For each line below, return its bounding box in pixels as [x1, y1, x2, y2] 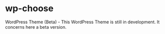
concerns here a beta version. [5, 24, 67, 30]
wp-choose [5, 3, 54, 14]
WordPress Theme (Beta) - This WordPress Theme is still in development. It [5, 19, 160, 25]
